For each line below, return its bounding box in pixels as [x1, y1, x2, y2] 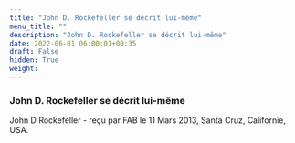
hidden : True [9, 56, 59, 65]
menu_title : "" [9, 22, 68, 31]
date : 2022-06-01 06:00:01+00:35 [9, 38, 137, 48]
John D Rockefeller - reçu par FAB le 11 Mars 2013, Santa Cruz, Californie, [9, 115, 286, 126]
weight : [9, 65, 39, 74]
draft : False [9, 47, 59, 56]
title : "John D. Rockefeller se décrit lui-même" [9, 13, 203, 23]
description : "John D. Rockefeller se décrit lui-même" [9, 30, 227, 39]
